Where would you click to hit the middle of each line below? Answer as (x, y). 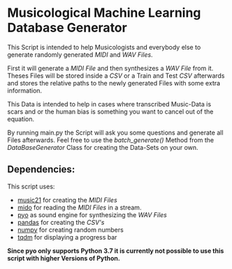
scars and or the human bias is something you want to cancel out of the (110, 111)
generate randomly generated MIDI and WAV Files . (80, 55)
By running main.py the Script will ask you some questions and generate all (115, 132)
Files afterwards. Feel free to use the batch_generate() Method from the (111, 140)
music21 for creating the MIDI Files (67, 200)
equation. (21, 119)
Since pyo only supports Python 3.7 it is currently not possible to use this (116, 251)
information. (25, 90)
